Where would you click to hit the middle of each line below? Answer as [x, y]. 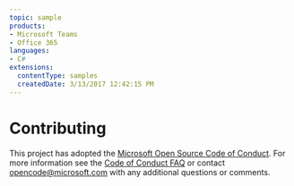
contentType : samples [58, 76]
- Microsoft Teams [43, 34]
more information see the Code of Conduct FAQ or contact [117, 163]
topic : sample [36, 17]
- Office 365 [34, 42]
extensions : [31, 68]
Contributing [58, 128]
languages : [30, 51]
